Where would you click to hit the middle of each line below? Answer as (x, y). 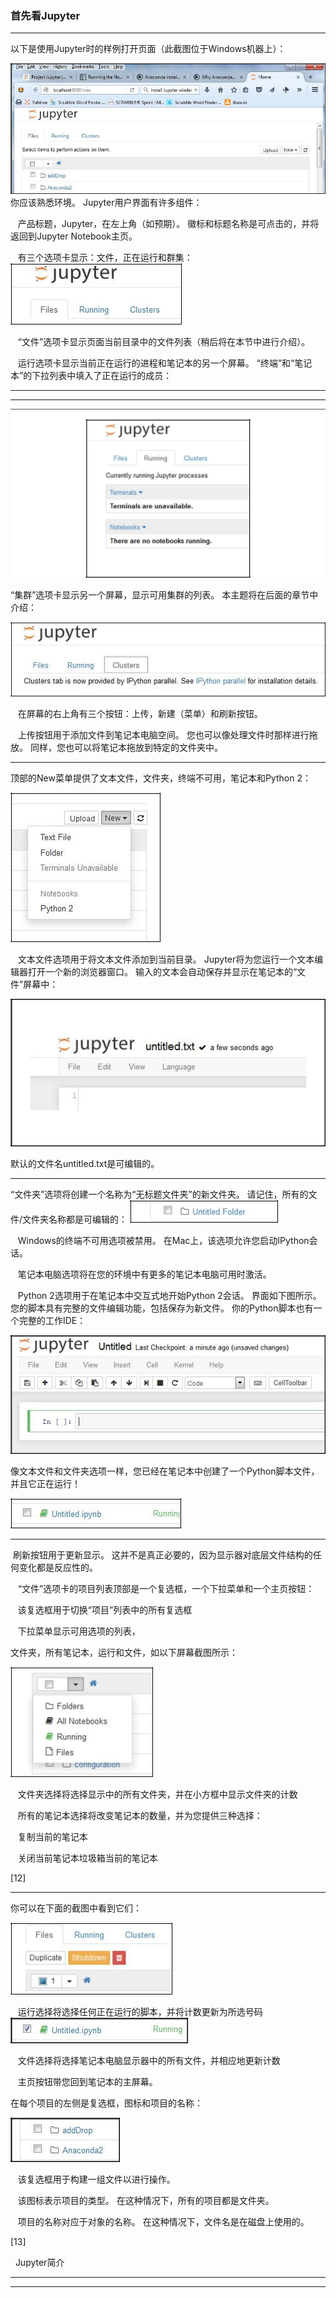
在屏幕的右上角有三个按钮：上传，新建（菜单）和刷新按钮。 (140, 713)
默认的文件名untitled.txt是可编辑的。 (85, 1163)
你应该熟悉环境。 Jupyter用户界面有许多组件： (106, 202)
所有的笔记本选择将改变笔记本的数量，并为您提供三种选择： (140, 1816)
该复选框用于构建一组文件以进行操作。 (96, 2179)
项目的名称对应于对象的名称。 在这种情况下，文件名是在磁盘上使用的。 (163, 2222)
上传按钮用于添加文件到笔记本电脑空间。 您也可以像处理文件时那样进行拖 (167, 734)
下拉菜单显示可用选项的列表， (79, 1631)
